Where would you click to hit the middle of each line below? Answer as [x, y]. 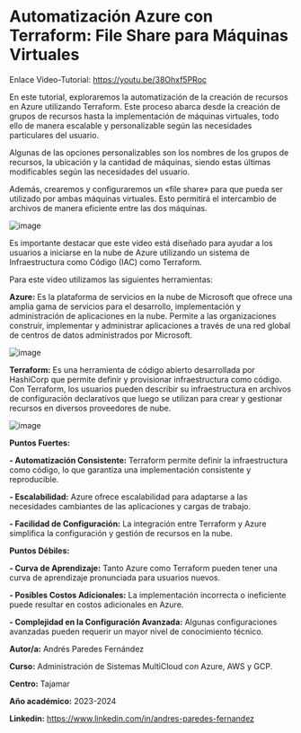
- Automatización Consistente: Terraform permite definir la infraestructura [149, 460]
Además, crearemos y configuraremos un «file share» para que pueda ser [146, 189]
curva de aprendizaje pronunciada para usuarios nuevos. [115, 578]
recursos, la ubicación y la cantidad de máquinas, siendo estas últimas [140, 162]
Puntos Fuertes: [40, 443]
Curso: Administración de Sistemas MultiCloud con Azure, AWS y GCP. [141, 666]
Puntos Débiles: [40, 551]
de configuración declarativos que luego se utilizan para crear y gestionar [146, 398]
